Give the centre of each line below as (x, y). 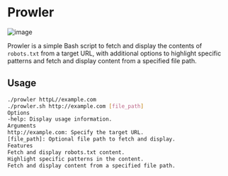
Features (20, 145)
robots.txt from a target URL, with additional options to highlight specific (114, 53)
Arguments (22, 126)
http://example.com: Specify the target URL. (75, 133)
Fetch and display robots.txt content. (66, 152)
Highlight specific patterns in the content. (75, 159)
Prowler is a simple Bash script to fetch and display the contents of (105, 45)
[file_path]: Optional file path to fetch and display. (91, 139)
